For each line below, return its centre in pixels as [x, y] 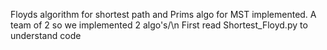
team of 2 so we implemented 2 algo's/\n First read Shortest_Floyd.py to [159, 25]
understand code [46, 35]
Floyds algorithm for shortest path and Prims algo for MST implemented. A [163, 14]
